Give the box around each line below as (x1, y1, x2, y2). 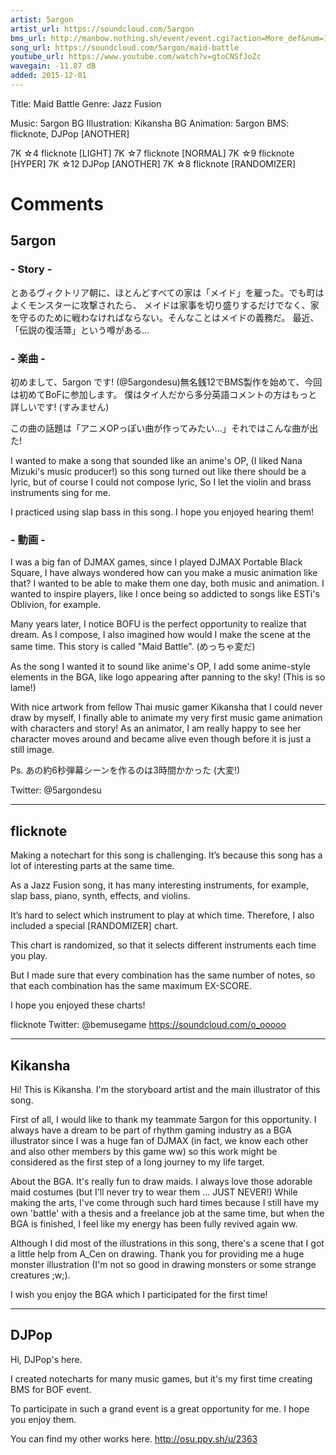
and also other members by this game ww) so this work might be (10, 1145, 278, 1157)
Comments (10, 193, 104, 216)
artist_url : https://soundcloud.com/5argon (10, 24, 195, 34)
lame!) (10, 682, 37, 694)
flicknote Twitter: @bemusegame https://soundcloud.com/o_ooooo (10, 1019, 287, 1031)
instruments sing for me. (10, 487, 112, 499)
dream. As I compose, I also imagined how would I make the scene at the (10, 629, 312, 641)
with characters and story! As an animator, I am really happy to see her (10, 722, 302, 735)
